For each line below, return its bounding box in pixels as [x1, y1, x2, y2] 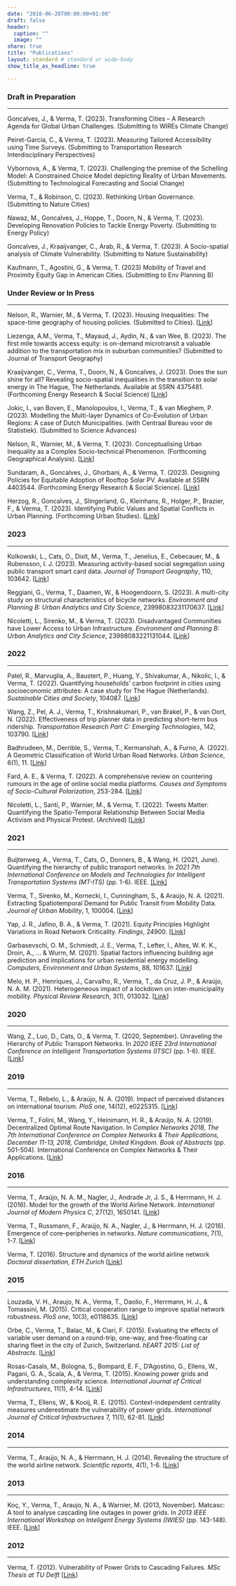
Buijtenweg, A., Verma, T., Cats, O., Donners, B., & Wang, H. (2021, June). [7, 856, 220, 864]
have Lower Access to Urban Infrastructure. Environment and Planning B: [7, 624, 220, 632]
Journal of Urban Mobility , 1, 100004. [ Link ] [7, 907, 133, 915]
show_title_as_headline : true [7, 63, 96, 70]
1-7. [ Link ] [7, 1237, 36, 1245]
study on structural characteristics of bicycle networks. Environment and [7, 595, 218, 604]
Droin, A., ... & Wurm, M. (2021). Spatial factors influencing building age [7, 949, 214, 957]
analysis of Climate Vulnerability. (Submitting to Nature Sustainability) [7, 249, 209, 258]
